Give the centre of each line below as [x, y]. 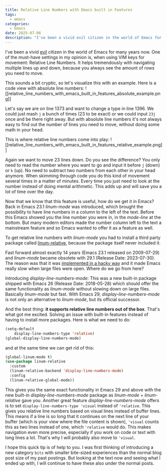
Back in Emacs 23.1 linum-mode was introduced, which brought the [74, 206]
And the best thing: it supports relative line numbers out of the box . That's [83, 309]
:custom [18, 366]
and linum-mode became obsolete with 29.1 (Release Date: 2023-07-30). [80, 257]
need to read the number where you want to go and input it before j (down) [83, 165]
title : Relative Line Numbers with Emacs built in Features [69, 10]
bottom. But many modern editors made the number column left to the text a [83, 222]
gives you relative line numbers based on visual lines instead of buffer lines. [83, 411]
